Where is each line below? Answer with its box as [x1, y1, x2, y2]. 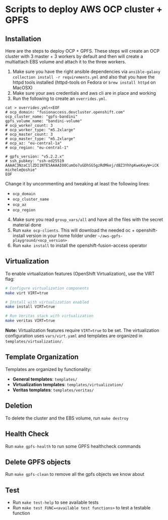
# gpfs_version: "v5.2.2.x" [5, 154, 65, 159]
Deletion [5, 401, 33, 410]
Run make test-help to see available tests [12, 499, 99, 505]
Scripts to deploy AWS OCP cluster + [5, 4, 163, 15]
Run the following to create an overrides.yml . [12, 95, 107, 101]
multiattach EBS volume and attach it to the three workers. [5, 59, 126, 64]
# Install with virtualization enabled [5, 300, 89, 305]
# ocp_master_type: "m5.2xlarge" [5, 136, 76, 141]
